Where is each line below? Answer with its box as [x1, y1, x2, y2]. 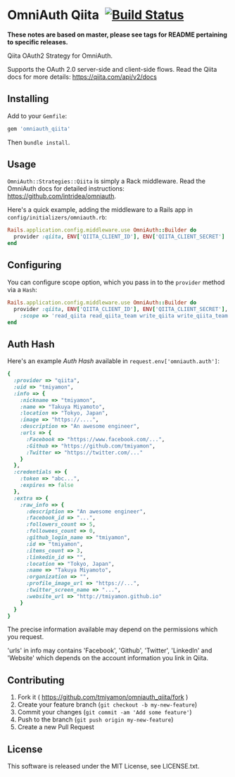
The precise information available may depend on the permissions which [7, 625, 218, 633]
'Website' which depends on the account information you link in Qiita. [7, 654, 209, 662]
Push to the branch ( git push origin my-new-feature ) [17, 715, 174, 724]
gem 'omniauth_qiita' [7, 125, 71, 132]
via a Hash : [7, 285, 37, 293]
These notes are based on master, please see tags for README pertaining [7, 30, 227, 39]
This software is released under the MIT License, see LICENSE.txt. [7, 762, 200, 771]
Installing [7, 93, 49, 105]
